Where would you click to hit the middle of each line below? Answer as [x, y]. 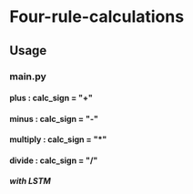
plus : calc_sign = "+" [51, 98]
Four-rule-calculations [97, 17]
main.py [28, 77]
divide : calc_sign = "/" [54, 160]
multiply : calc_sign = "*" [58, 139]
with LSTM [30, 181]
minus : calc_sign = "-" [54, 118]
